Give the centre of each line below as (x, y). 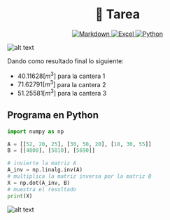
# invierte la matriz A (42, 163)
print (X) (20, 196)
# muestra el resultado (42, 189)
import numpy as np (36, 131)
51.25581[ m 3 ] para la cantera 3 (62, 92)
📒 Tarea (118, 14)
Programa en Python (53, 115)
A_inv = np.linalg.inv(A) (45, 170)
